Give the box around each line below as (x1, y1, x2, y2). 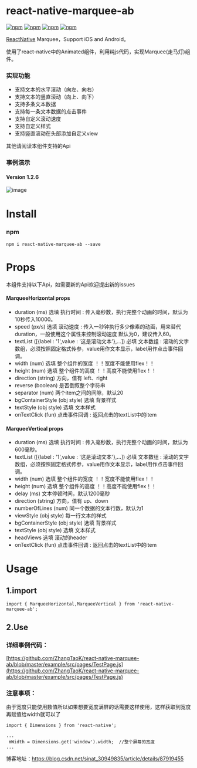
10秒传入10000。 (14, 316, 56, 323)
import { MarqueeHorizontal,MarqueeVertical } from (6, 601, 135, 607)
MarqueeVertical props (6, 425, 63, 432)
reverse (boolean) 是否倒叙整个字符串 (14, 381, 106, 388)
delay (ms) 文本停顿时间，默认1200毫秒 (14, 490, 110, 497)
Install (6, 207, 37, 221)
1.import (6, 586, 37, 596)
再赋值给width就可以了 (6, 711, 61, 718)
